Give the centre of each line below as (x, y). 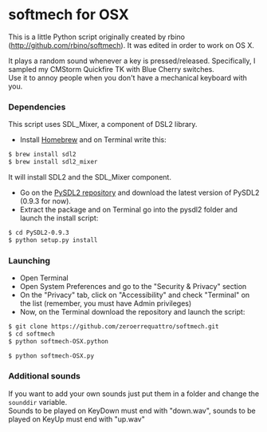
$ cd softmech (32, 334)
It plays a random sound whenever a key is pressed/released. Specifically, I (132, 61)
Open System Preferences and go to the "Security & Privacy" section (133, 287)
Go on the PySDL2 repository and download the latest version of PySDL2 (139, 192)
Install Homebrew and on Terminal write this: (93, 140)
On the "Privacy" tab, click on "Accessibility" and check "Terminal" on (135, 295)
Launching (29, 260)
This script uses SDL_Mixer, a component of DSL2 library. (103, 125)
